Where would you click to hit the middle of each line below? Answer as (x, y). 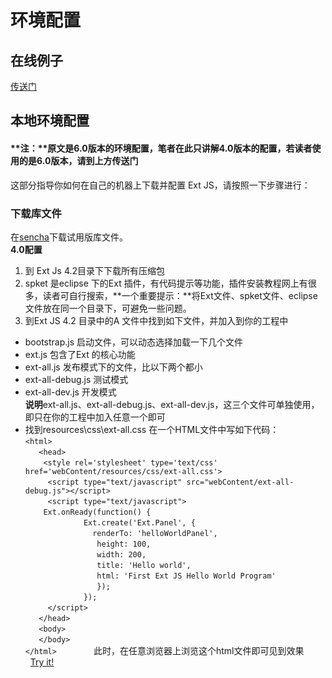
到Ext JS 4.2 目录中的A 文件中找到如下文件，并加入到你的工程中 (156, 320)
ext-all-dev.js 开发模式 (70, 392)
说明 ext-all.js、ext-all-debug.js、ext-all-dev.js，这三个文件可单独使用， (172, 404)
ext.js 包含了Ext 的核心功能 (80, 354)
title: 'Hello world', (144, 565)
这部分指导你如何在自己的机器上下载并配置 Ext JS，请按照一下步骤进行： (160, 185)
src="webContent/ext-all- (240, 482)
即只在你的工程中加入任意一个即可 (95, 417)
